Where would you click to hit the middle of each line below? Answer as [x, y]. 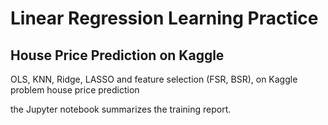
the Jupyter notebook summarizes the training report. [121, 109]
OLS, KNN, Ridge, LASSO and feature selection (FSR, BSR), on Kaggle [154, 79]
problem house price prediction [75, 90]
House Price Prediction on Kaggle [117, 55]
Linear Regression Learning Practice [164, 18]
